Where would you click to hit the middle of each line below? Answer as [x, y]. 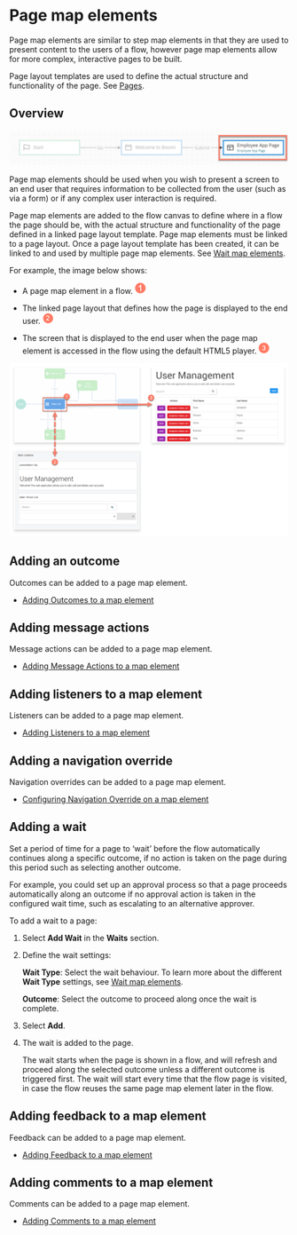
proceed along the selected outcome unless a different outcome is [143, 1069]
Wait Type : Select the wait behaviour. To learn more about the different [152, 972]
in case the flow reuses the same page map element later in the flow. [148, 1088]
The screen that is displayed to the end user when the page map [140, 337]
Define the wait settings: [66, 954]
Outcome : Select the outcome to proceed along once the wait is [139, 999]
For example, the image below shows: [78, 270]
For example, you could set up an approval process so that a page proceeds [148, 884]
